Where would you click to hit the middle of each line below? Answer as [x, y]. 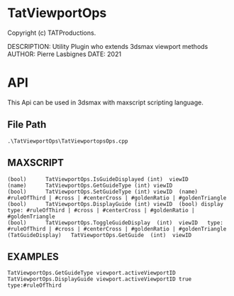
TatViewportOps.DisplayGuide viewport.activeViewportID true [100, 279]
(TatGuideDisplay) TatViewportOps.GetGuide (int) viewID [100, 235]
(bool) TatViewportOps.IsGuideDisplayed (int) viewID [98, 179]
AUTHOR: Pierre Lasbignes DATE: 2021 [65, 54]
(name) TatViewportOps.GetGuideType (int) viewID [90, 185]
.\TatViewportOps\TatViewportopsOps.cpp [68, 141]
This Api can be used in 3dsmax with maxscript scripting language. [105, 102]
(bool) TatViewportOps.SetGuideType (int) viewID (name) [103, 192]
